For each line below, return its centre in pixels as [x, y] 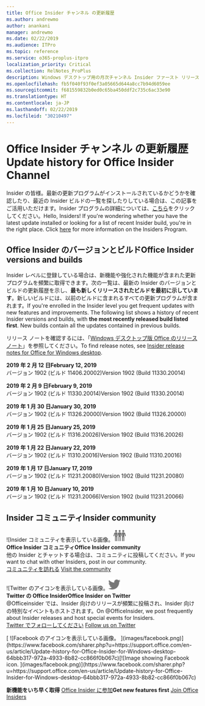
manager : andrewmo [30, 32]
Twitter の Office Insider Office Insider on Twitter [69, 596]
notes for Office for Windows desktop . [54, 353]
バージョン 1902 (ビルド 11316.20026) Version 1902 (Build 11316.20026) [95, 435]
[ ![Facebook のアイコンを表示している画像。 [63, 638]
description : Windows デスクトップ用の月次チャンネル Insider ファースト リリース [103, 77]
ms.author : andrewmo [33, 19]
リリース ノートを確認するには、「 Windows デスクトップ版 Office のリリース [102, 338]
